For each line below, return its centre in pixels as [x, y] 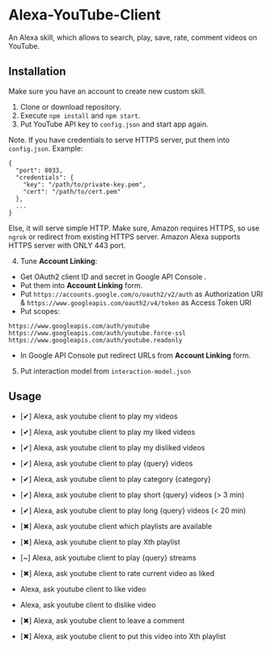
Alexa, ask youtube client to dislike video [88, 604]
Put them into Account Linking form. [81, 285]
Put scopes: [40, 311]
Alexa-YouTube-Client [85, 15]
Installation [37, 72]
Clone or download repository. [71, 106]
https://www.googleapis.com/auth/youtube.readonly [95, 340]
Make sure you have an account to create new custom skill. [107, 91]
